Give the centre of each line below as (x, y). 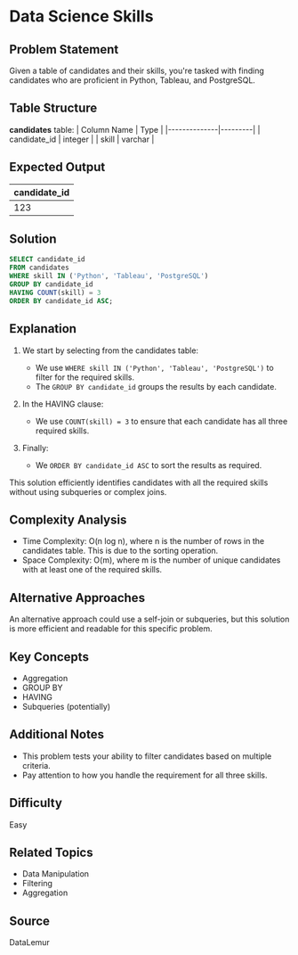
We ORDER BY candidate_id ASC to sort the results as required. (149, 465)
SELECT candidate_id (48, 259)
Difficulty (36, 803)
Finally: (35, 448)
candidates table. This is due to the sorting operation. (120, 551)
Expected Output (57, 167)
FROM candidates (39, 268)
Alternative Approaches (77, 598)
